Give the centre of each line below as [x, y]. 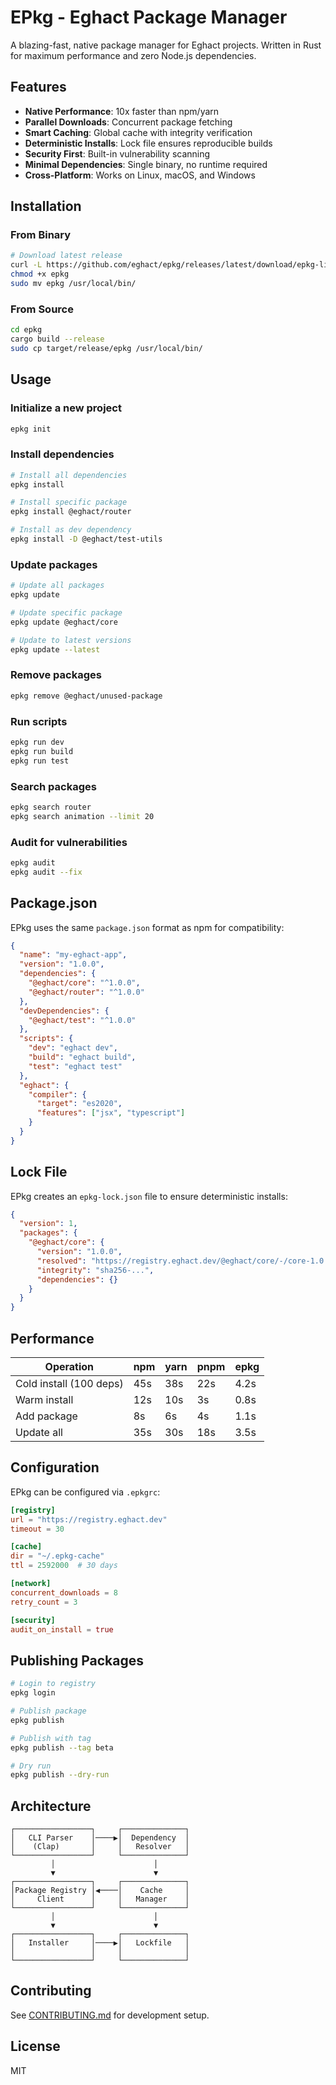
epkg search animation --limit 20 [82, 816]
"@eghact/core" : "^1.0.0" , [84, 983]
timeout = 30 [37, 1529]
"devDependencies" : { [64, 1011]
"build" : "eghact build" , [82, 1057]
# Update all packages [57, 586]
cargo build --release [57, 339]
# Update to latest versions [71, 640]
